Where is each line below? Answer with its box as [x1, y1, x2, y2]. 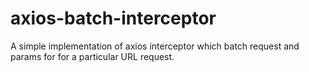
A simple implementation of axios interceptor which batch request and [10, 40, 300, 52]
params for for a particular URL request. [10, 50, 175, 62]
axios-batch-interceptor [10, 7, 217, 30]
